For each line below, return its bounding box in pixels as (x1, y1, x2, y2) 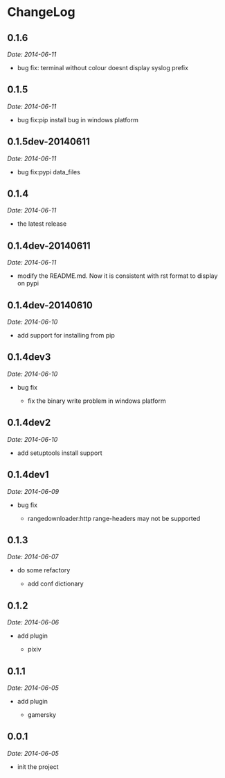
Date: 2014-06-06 (7, 618, 60, 627)
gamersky (27, 710, 57, 719)
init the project (17, 762, 59, 771)
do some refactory (17, 566, 71, 574)
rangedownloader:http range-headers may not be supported (27, 514, 201, 522)
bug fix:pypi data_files (17, 167, 81, 176)
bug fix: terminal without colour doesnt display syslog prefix (17, 64, 189, 72)
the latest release (17, 220, 67, 228)
